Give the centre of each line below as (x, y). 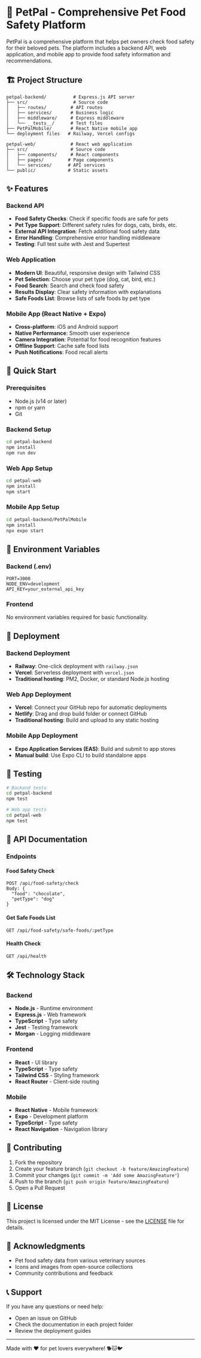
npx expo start (25, 531)
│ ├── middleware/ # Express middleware (65, 118)
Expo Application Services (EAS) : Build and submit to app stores (95, 748)
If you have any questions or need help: (55, 1307)
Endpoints (22, 857)
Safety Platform (46, 25)
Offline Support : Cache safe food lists (62, 346)
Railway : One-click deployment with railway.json (77, 666)
